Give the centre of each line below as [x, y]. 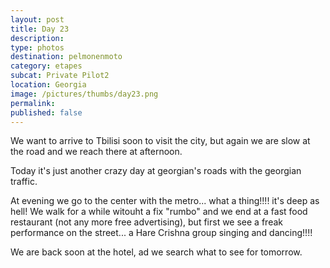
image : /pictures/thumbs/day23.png [84, 94]
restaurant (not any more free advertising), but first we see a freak [146, 222]
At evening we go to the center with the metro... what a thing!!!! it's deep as [165, 201]
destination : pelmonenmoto [66, 57]
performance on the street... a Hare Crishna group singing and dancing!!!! [161, 233]
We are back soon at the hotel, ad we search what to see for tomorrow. [156, 252]
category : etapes [46, 66]
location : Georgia [48, 85]
